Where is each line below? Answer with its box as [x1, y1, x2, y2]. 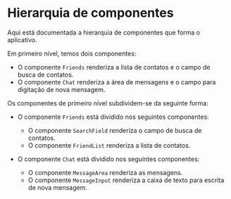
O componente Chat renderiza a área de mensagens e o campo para [17, 77, 216, 86]
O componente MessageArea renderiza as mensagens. [27, 168, 183, 176]
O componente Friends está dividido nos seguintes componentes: [17, 113, 209, 121]
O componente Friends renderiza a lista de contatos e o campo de [17, 63, 211, 71]
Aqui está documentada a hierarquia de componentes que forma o [7, 28, 201, 37]
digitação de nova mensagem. [17, 85, 106, 94]
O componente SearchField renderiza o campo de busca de [27, 126, 202, 134]
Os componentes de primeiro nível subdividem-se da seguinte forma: [7, 98, 209, 107]
